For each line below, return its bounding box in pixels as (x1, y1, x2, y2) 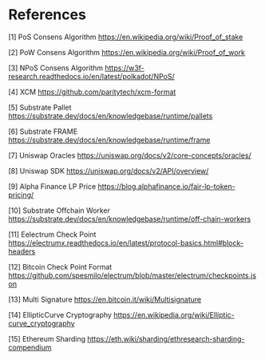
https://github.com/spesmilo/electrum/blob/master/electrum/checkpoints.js (8, 270, 257, 280)
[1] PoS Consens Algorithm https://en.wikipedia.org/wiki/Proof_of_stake (8, 32, 243, 42)
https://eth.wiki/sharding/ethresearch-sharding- (87, 334, 245, 343)
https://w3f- (105, 62, 145, 73)
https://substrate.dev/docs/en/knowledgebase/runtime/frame (8, 134, 211, 145)
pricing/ (8, 190, 34, 199)
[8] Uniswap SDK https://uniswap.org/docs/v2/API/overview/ (8, 166, 209, 175)
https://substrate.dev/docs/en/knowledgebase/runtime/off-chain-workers (8, 214, 251, 223)
